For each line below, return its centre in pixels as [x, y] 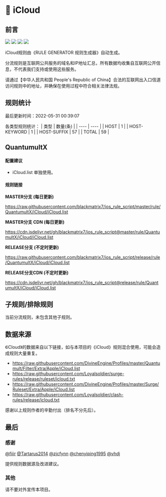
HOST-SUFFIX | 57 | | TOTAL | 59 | [74, 132]
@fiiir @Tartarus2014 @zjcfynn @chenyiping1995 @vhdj [62, 454]
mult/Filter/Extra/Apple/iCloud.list [46, 369]
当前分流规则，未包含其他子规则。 [40, 317]
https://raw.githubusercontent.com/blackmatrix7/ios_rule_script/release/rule [83, 257]
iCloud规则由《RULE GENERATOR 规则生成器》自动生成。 [64, 52]
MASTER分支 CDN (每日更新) [35, 222]
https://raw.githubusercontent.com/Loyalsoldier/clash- [68, 395]
